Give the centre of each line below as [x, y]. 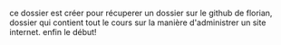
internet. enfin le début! [53, 32]
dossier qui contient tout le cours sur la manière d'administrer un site [138, 22]
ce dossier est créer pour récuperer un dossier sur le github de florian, [141, 13]
